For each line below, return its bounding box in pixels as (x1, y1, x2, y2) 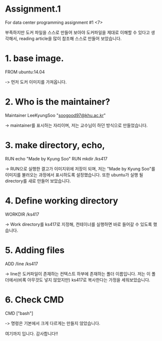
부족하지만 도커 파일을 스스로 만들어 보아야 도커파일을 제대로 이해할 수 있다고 (5, 29, 150, 35)
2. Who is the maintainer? (5, 96, 111, 107)
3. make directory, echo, (5, 140, 105, 151)
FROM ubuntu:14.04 (5, 69, 45, 75)
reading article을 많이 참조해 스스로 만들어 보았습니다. (19, 35, 122, 41)
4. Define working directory (5, 195, 118, 206)
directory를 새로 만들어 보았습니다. (5, 178, 71, 184)
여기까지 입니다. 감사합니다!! (5, 330, 58, 336)
